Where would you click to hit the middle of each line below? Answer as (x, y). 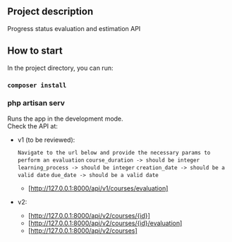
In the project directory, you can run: (60, 68)
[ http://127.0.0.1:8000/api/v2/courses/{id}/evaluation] (105, 223)
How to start (35, 51)
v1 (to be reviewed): (46, 140)
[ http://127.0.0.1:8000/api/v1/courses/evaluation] (98, 188)
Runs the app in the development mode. (65, 119)
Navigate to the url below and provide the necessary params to (114, 152)
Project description (50, 12)
